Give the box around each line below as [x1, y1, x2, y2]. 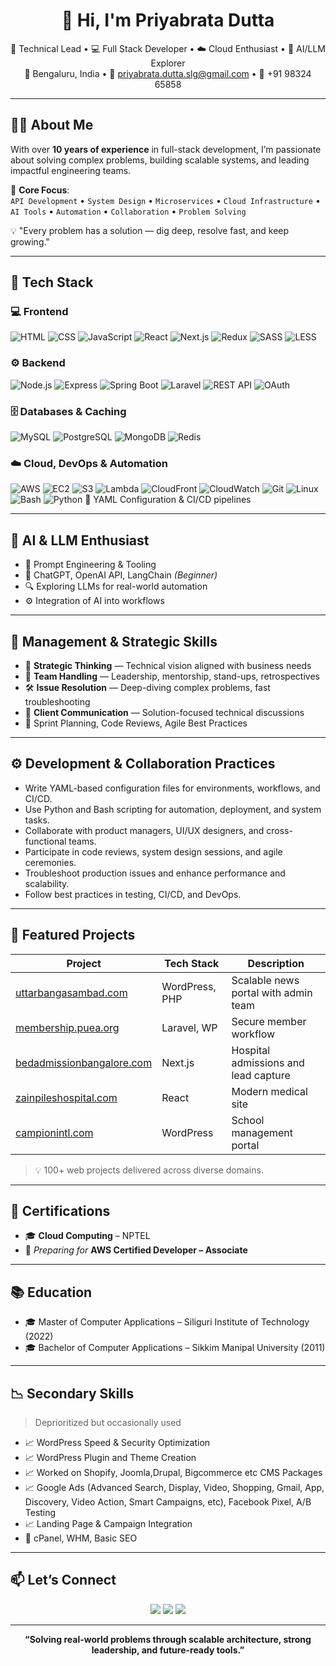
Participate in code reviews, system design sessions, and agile [24, 845, 283, 858]
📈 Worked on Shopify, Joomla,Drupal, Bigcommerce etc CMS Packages [24, 1467, 323, 1479]
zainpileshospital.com [15, 1090, 118, 1104]
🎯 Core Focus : [10, 184, 70, 196]
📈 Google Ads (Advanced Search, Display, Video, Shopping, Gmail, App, [24, 1482, 325, 1494]
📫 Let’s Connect [10, 1572, 117, 1589]
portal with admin [231, 985, 313, 999]
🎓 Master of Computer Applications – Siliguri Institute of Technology [24, 1316, 310, 1328]
